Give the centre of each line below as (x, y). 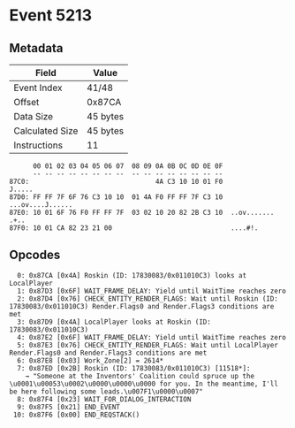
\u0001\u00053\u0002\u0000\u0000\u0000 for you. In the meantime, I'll (144, 384)
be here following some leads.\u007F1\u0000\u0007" (106, 391)
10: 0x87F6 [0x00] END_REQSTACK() (76, 415)
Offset (26, 102)
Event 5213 (51, 15)
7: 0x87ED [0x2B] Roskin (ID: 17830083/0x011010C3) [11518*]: (134, 368)
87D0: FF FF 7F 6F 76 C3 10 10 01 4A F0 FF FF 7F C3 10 (116, 197)
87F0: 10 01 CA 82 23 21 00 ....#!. (134, 228)
